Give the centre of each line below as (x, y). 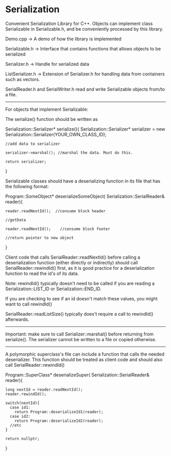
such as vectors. (23, 79)
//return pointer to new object (39, 238)
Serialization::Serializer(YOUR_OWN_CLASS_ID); (56, 134)
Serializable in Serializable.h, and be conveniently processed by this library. (84, 29)
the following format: (27, 186)
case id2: (20, 416)
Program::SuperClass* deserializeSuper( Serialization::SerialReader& (77, 375)
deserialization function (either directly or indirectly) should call (72, 262)
